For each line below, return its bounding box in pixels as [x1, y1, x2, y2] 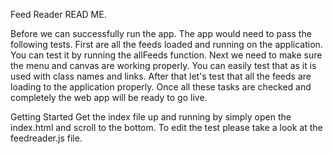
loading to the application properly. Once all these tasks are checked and [10, 81, 312, 93]
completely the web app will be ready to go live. [10, 92, 208, 103]
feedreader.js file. [10, 132, 83, 144]
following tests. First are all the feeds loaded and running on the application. [10, 39, 323, 50]
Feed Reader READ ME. [10, 9, 107, 20]
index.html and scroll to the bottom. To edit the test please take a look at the [10, 122, 323, 133]
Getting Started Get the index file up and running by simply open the [10, 111, 292, 123]
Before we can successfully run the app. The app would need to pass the [10, 28, 312, 39]
